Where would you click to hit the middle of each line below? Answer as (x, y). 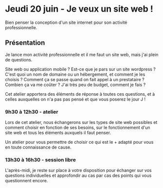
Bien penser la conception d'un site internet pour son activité (66, 22)
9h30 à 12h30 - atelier (32, 112)
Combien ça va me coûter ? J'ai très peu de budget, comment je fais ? (75, 85)
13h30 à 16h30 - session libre (41, 160)
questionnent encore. (27, 181)
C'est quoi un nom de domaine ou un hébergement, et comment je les (75, 74)
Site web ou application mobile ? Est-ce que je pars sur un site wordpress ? (80, 69)
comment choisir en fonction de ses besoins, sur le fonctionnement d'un (78, 128)
